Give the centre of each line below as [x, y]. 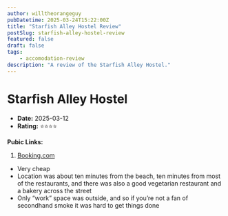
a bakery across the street [54, 190]
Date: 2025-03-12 [43, 118]
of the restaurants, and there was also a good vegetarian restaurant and [119, 183]
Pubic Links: [25, 141]
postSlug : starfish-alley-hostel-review [66, 33]
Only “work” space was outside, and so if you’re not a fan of [102, 198]
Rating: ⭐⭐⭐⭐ [37, 126]
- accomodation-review [52, 59]
